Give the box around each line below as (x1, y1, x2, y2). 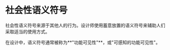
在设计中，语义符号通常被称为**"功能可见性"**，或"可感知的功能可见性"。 (5, 39, 161, 45)
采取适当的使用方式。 (5, 28, 50, 34)
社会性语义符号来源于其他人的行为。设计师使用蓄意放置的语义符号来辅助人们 (5, 22, 165, 28)
